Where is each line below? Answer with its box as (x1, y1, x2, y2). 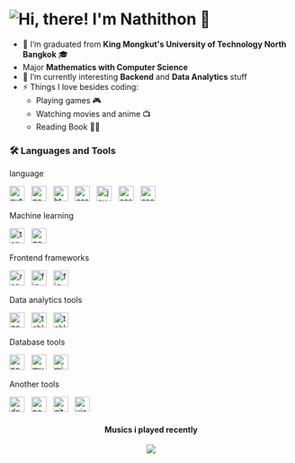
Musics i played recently (104, 423, 198, 435)
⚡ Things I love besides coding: (22, 81, 139, 92)
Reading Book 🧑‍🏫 (35, 121, 101, 132)
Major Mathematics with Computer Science (22, 61, 189, 72)
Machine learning (9, 210, 75, 221)
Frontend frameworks (9, 253, 90, 263)
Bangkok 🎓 (22, 49, 69, 59)
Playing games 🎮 (35, 94, 102, 105)
